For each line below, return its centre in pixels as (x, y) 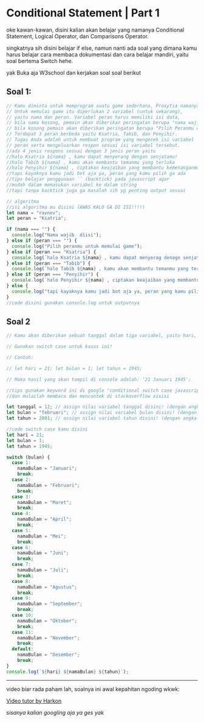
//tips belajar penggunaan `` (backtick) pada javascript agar (88, 179)
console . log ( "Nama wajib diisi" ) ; (57, 235)
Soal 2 (18, 322)
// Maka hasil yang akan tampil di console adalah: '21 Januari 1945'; (99, 380)
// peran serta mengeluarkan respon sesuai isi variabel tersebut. (93, 145)
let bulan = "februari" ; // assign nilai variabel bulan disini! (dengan (102, 413)
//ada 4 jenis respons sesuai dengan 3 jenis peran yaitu (81, 151)
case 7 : (22, 565)
